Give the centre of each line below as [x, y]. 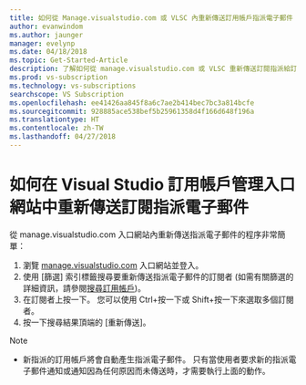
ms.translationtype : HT [55, 120]
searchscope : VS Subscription [67, 94]
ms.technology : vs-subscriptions [73, 86]
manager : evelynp [42, 43]
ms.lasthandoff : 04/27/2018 [63, 137]
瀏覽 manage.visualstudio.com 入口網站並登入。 [113, 265]
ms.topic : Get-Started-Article [69, 60]
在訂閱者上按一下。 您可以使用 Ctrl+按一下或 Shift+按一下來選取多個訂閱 [158, 299]
